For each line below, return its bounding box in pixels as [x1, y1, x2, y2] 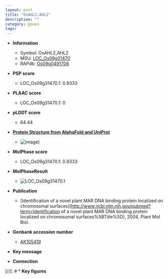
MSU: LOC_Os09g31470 [20, 55, 71, 61]
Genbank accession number [12, 229, 73, 235]
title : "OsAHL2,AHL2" [5, 12, 51, 17]
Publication [12, 188, 37, 194]
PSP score [12, 70, 35, 76]
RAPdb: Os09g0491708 [20, 61, 69, 67]
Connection [12, 258, 38, 264]
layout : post [5, 7, 33, 13]
